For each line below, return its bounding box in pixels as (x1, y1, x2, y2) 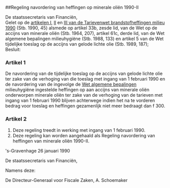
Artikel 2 (5, 116, 27, 123)
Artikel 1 (5, 59, 26, 66)
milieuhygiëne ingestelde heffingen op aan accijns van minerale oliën (5, 87, 150, 93)
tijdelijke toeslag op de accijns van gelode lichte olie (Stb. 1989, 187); (5, 41, 149, 47)
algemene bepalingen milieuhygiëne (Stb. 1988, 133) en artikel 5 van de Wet (5, 35, 164, 42)
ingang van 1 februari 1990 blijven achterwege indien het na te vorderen (5, 97, 155, 103)
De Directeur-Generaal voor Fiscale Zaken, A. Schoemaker (5, 177, 128, 183)
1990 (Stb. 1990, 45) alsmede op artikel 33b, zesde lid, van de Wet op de (5, 25, 157, 31)
